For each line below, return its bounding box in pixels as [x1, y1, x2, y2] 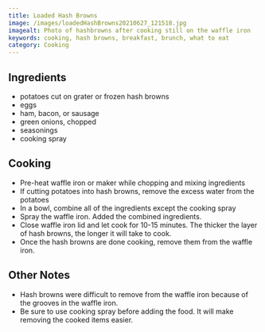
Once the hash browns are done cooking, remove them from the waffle [19, 237, 253, 246]
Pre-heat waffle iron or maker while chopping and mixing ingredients [19, 178, 245, 187]
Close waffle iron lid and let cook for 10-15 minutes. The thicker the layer [19, 220, 258, 230]
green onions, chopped [19, 117, 97, 126]
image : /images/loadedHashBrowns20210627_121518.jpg [8, 19, 187, 27]
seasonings [19, 125, 58, 135]
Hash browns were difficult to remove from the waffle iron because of [19, 289, 249, 299]
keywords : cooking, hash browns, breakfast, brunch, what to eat [8, 33, 229, 42]
